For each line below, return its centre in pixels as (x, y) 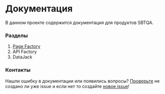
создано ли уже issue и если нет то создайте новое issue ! (67, 86)
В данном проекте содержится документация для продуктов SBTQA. (79, 22)
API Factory (25, 52)
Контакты (18, 70)
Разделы (17, 35)
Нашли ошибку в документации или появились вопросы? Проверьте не (82, 81)
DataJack (22, 57)
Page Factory (26, 46)
